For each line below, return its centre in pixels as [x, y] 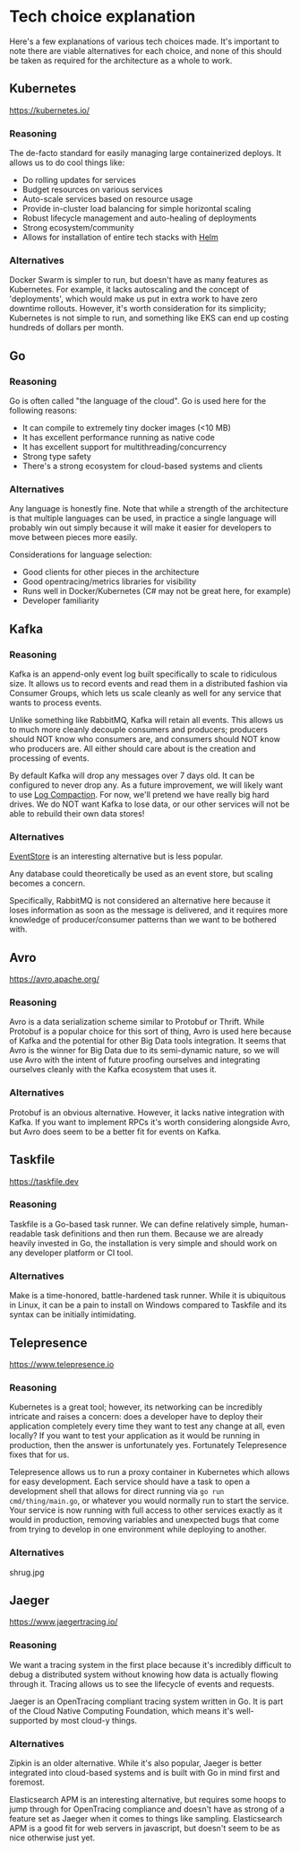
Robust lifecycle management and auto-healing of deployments [139, 218]
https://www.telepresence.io [62, 1364]
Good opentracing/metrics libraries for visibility [109, 581]
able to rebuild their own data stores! [77, 814]
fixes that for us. [39, 1455]
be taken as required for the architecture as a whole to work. [121, 60]
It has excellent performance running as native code [118, 438]
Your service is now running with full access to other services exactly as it [146, 1510]
